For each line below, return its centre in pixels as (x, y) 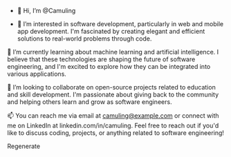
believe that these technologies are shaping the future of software (101, 59)
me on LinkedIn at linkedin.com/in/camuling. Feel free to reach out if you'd (113, 125)
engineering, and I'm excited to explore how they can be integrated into (109, 66)
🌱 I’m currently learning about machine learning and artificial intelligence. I (113, 52)
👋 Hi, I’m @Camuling (46, 11)
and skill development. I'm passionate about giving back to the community (113, 94)
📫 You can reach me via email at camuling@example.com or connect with (113, 116)
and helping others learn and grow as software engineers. (90, 102)
